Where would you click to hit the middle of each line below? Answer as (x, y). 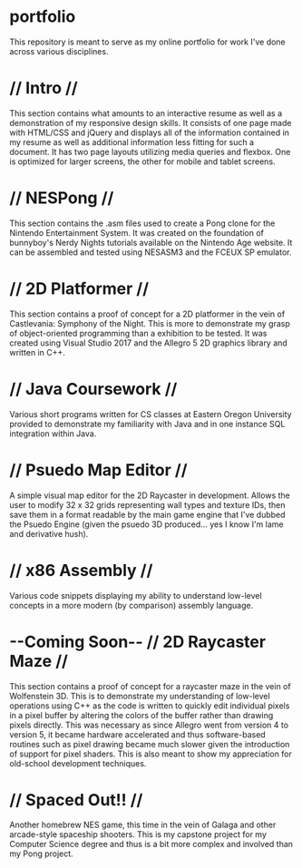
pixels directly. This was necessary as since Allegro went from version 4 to (149, 725)
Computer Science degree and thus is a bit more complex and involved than (151, 844)
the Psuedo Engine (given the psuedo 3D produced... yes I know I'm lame (146, 524)
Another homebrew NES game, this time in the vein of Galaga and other (143, 825)
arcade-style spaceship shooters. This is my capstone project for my (138, 834)
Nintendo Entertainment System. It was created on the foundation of (137, 232)
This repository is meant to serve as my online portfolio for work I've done (147, 42)
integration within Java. (53, 434)
